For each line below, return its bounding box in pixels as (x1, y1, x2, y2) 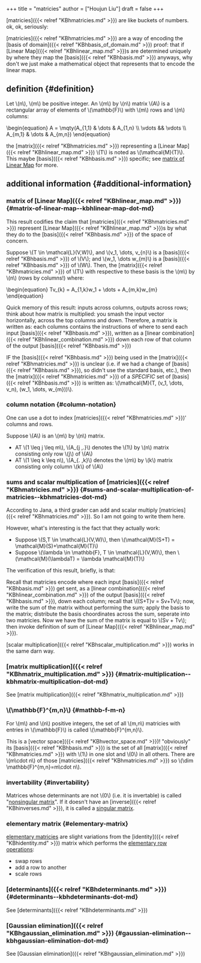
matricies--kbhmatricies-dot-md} (6, 493, 107, 501)
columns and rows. (6, 420, 53, 428)
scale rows (14, 870, 42, 878)
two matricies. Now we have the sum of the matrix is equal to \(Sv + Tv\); (6, 617, 187, 624)
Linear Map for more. (6, 161, 59, 169)
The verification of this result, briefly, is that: (6, 567, 116, 574)
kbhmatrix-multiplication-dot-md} (6, 677, 109, 686)
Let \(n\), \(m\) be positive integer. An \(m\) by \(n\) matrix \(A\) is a (6, 100, 170, 107)
